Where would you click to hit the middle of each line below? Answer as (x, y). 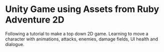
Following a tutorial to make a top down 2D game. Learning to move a (77, 33)
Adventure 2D (35, 20)
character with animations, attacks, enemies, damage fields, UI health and (82, 39)
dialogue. (15, 44)
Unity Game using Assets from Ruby (82, 9)
